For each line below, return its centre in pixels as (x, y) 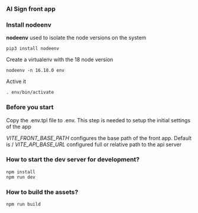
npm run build (24, 204)
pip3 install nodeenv (33, 49)
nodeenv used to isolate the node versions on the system (76, 38)
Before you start (30, 107)
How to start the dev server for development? (73, 160)
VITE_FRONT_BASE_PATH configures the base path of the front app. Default (99, 138)
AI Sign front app (31, 9)
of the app (19, 126)
